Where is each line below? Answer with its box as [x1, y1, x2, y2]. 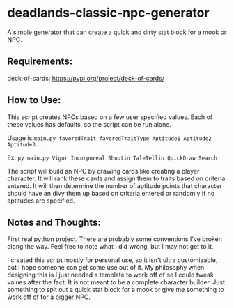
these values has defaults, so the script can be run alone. [7, 120, 172, 128]
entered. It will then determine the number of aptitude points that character [7, 181, 222, 190]
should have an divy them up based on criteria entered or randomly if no [7, 189, 215, 197]
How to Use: [7, 94, 61, 106]
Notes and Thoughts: [7, 216, 101, 228]
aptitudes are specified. [7, 197, 75, 205]
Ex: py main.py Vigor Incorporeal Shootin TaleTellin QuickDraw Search [7, 153, 218, 162]
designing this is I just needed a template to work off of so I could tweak [7, 270, 214, 279]
